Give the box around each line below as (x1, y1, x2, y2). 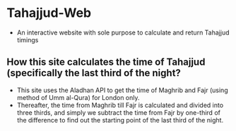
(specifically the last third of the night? (6, 67, 182, 79)
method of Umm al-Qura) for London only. (16, 93, 140, 101)
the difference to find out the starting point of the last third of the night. (16, 116, 224, 124)
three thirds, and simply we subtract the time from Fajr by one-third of (16, 108, 220, 117)
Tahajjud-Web (6, 5, 92, 21)
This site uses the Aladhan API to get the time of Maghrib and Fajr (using (16, 86, 228, 94)
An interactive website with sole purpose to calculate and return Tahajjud (16, 28, 230, 37)
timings (16, 35, 39, 44)
